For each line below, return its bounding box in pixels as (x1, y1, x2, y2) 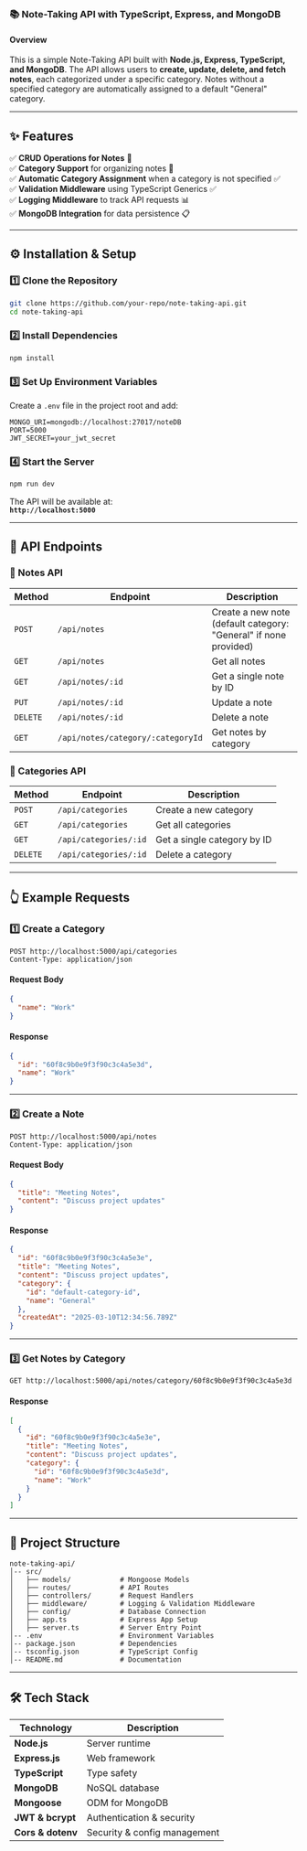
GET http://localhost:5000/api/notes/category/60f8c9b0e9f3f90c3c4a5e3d (9, 1376, 292, 1386)
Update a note (211, 696, 272, 709)
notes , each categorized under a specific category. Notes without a (9, 74, 265, 85)
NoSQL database (86, 1781, 160, 1794)
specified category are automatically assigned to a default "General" (9, 83, 268, 94)
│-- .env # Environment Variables (9, 1632, 215, 1641)
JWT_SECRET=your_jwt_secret (9, 433, 117, 443)
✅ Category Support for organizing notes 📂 (9, 163, 175, 174)
